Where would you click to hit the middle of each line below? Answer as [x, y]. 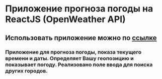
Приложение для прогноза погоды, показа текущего [73, 52]
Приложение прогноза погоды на [79, 9]
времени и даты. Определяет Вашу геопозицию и [70, 58]
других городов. [26, 70]
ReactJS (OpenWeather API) [65, 19]
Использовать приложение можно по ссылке [81, 38]
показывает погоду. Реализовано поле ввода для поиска [79, 64]
